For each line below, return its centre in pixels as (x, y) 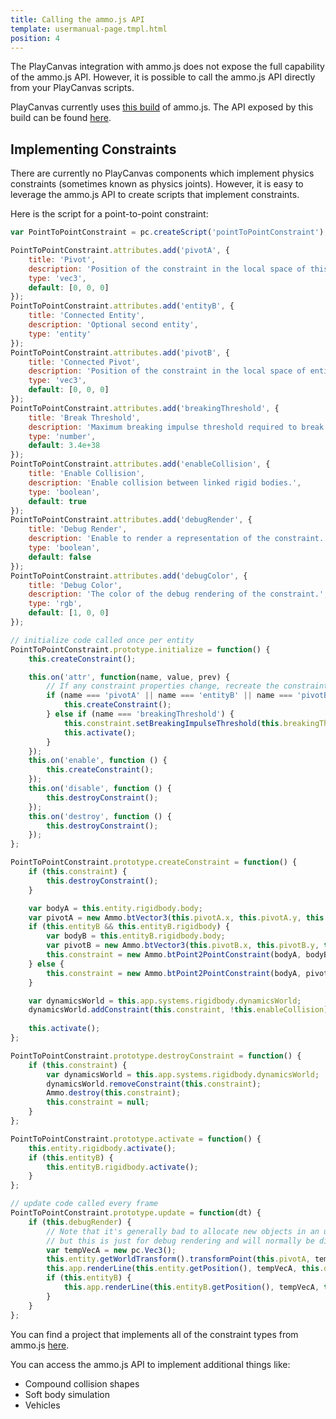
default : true (57, 501)
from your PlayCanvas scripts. (72, 88)
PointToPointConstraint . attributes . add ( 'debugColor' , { (129, 576)
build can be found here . (61, 118)
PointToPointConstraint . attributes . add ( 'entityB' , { (122, 306)
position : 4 (35, 38)
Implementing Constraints (93, 149)
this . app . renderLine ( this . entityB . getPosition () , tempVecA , (191, 1287)
